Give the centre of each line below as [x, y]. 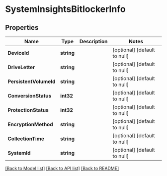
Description [93, 42]
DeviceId [18, 53]
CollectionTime [26, 139]
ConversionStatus [30, 96]
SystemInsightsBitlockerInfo [65, 9]
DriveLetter [21, 67]
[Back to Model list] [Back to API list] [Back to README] [62, 168]
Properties [22, 28]
